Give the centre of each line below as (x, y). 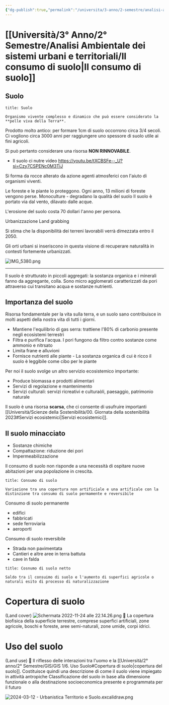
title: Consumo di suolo (31, 481)
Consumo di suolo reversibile (35, 539)
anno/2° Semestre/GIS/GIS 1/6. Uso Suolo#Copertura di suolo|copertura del (84, 666)
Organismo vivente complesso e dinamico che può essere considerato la (82, 116)
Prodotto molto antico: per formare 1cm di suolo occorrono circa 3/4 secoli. (83, 130)
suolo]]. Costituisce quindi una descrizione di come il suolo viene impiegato (83, 671)
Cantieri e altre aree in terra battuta (49, 554)
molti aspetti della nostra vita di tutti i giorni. (51, 319)
